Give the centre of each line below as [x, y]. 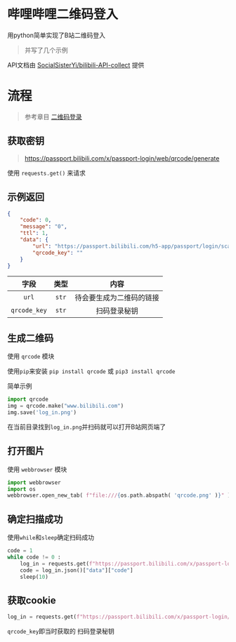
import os [22, 489]
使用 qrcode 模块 [31, 356]
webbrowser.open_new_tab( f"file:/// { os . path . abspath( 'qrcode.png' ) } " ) [119, 495]
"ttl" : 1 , [34, 233]
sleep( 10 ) [34, 577]
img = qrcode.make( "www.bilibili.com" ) [66, 406]
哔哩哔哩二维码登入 [63, 14]
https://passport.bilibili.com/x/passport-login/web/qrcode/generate [122, 158]
